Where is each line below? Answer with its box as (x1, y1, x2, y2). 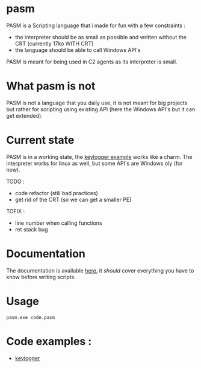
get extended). (6, 112, 43, 119)
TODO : (6, 178, 25, 185)
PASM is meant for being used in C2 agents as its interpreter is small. (6, 58, 178, 65)
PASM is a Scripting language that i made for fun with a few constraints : (6, 22, 185, 29)
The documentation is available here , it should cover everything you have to (6, 266, 194, 274)
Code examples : (6, 334, 92, 348)
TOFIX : (6, 207, 25, 215)
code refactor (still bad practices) (14, 189, 98, 196)
